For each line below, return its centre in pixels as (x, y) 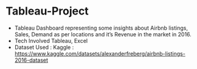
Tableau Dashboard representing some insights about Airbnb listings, (101, 28)
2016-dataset (31, 60)
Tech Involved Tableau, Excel (51, 41)
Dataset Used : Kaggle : (44, 47)
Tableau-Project (47, 11)
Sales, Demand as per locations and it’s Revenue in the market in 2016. (103, 34)
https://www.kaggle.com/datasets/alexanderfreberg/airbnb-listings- (100, 53)
